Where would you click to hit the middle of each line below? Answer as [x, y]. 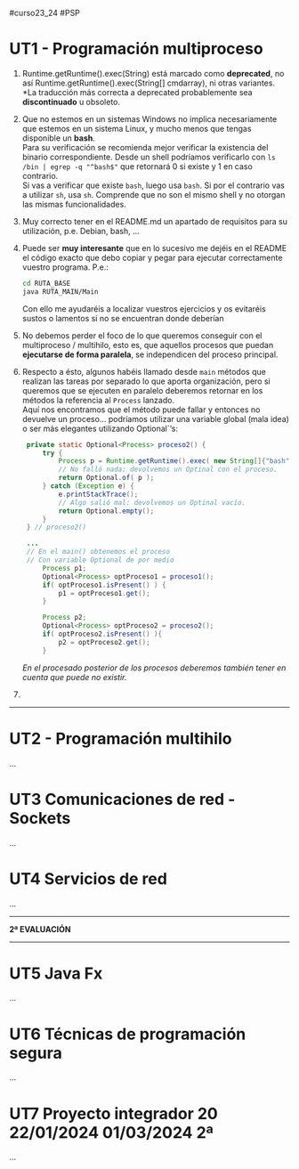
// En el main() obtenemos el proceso [98, 552]
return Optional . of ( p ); [106, 478]
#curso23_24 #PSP [44, 13]
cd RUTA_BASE [46, 283]
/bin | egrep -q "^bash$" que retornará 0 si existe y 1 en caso [137, 166]
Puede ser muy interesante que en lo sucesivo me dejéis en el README [154, 248]
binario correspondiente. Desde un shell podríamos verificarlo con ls [149, 157]
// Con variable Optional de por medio [100, 560]
